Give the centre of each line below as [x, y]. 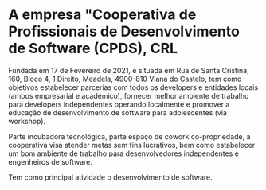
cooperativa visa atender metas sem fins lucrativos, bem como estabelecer [132, 145]
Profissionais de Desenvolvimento [124, 31]
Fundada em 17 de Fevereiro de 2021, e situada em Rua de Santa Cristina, [129, 70]
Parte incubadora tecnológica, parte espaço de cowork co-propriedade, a [129, 136]
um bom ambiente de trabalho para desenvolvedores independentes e [123, 153]
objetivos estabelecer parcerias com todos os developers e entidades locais [133, 87]
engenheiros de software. [51, 161]
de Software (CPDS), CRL [93, 48]
